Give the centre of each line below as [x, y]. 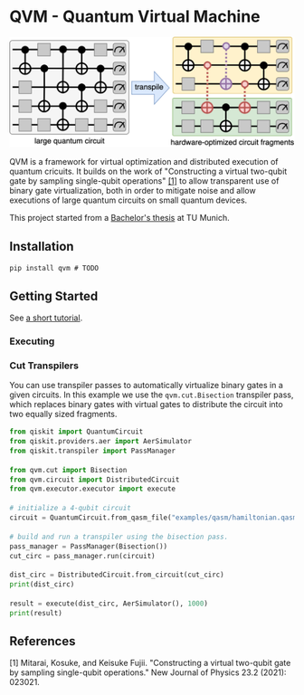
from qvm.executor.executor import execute [93, 489]
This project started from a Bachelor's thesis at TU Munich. [120, 218]
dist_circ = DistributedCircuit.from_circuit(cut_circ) [117, 575]
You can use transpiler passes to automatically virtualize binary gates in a [146, 386]
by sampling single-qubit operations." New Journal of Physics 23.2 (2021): [148, 672]
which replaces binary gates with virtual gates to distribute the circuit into [146, 405]
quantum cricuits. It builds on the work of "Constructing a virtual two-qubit [148, 171]
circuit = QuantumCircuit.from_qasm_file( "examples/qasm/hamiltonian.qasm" [155, 518]
